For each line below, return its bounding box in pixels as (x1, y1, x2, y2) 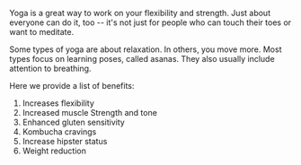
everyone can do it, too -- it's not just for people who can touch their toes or (9, 17, 292, 28)
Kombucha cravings (22, 126, 97, 137)
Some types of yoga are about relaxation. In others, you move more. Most (9, 44, 282, 55)
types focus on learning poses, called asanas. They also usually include (9, 54, 276, 64)
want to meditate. (9, 27, 75, 37)
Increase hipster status (22, 136, 108, 146)
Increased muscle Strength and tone (22, 108, 157, 117)
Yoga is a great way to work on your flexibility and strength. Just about (9, 8, 271, 18)
